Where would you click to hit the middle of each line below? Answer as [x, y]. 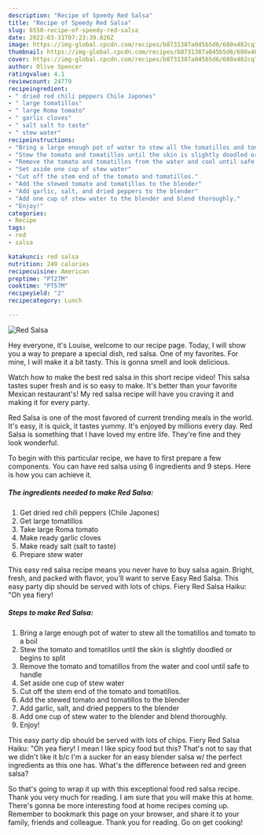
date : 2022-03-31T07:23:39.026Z [61, 37]
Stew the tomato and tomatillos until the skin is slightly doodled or [126, 649]
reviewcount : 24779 [40, 81]
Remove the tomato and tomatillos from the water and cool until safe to [134, 666]
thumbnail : [26, 52]
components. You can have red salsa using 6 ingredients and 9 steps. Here [130, 466]
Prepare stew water [51, 554]
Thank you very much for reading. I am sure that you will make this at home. [131, 797]
